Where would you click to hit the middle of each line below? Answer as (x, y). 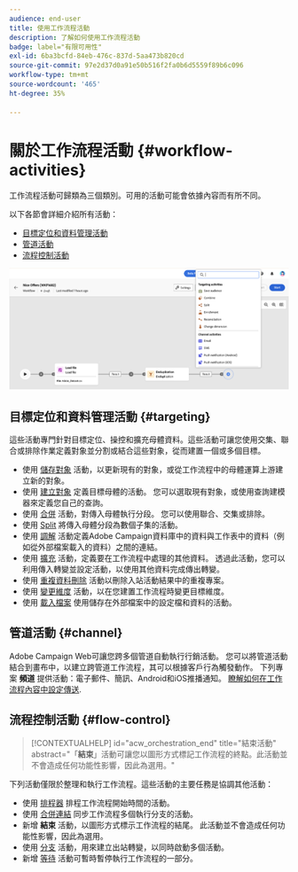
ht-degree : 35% (37, 93)
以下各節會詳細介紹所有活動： (63, 214)
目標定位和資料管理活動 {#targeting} (110, 417)
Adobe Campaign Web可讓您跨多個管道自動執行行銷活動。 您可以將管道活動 (149, 656)
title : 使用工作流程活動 (50, 28)
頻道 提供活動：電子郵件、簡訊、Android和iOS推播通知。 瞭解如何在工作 (151, 678)
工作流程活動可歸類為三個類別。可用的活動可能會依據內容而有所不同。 (137, 196)
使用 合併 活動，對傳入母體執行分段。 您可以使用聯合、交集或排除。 (146, 513)
